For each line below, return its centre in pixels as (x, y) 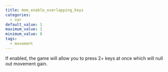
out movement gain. (26, 64)
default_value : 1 (24, 24)
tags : (11, 39)
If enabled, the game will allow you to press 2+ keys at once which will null (84, 58)
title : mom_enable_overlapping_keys (44, 10)
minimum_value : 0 (24, 34)
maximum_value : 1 (24, 29)
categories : (18, 15)
